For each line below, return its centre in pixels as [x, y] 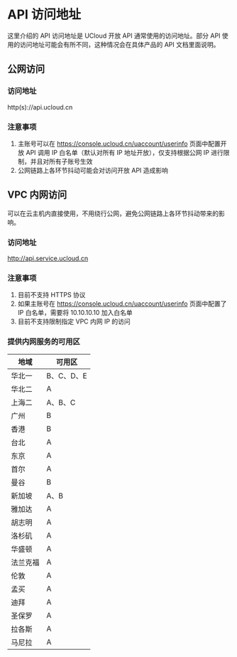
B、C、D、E [67, 375]
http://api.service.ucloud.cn [48, 258]
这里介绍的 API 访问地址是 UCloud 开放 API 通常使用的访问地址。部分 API [114, 36]
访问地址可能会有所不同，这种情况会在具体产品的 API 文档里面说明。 [120, 44]
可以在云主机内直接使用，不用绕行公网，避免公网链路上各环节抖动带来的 [113, 213]
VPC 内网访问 [37, 195]
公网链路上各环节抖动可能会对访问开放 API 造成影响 [93, 170]
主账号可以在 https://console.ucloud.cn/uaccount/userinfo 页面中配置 [119, 144]
